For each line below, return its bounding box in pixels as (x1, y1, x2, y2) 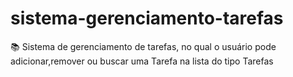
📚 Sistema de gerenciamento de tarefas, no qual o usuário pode (10, 40, 277, 52)
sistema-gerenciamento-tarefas (10, 7, 284, 30)
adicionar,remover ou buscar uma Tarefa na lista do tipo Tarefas (10, 55, 274, 67)
